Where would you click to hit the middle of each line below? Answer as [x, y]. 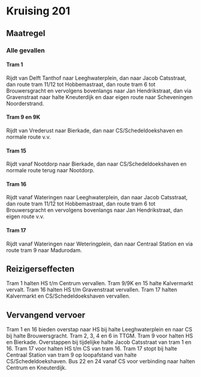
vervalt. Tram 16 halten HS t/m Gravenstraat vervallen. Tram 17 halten [92, 290]
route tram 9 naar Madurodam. [44, 250]
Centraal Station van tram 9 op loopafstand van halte [71, 355]
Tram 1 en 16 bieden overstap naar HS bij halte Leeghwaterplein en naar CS [99, 330]
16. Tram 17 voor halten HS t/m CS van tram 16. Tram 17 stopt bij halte [92, 349]
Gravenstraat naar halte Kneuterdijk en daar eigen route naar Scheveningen [100, 97]
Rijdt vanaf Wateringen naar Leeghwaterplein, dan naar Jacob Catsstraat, [97, 198]
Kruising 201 [38, 11]
